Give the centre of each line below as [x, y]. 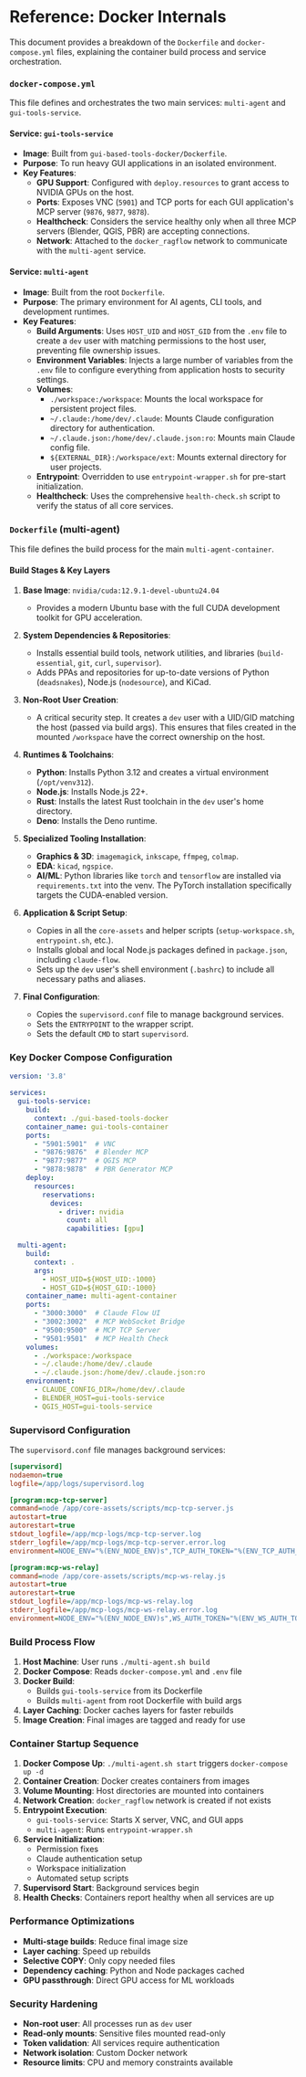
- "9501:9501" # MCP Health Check [101, 1339]
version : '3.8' [38, 1076]
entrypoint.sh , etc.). [75, 940]
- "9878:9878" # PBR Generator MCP [103, 1170]
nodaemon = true [36, 1475]
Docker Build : [49, 1682]
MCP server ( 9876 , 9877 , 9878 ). [93, 212]
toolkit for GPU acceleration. [89, 617]
